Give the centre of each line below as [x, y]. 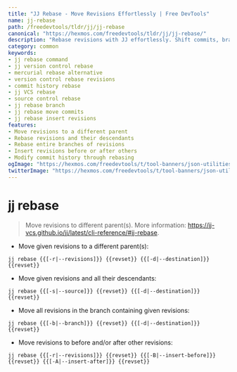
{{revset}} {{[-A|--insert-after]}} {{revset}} [79, 361]
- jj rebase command [38, 60]
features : [23, 125]
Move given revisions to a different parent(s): [83, 246]
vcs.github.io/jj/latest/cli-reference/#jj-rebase [91, 232]
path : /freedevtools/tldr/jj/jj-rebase [66, 27]
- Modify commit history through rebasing [71, 158]
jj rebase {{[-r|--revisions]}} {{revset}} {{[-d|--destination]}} [109, 259]
